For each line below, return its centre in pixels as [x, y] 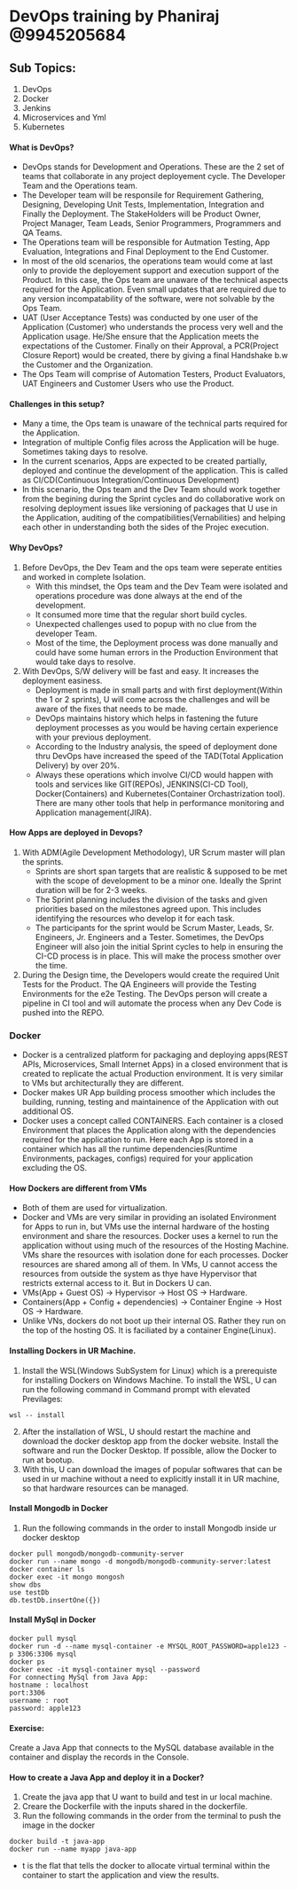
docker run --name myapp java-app [73, 1850]
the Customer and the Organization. [87, 364]
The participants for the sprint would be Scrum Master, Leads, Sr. [155, 928]
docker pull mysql [43, 1638]
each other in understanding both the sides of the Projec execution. [145, 527]
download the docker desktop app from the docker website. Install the [150, 1441]
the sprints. [43, 861]
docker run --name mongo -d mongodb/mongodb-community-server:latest [141, 1561]
